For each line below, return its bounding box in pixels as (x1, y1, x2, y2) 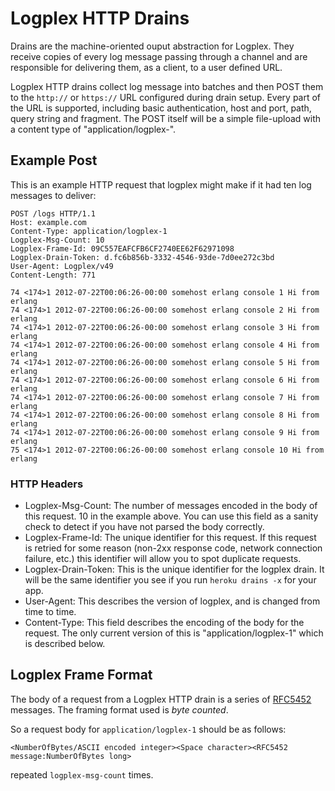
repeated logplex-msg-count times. (10, 768, 154, 781)
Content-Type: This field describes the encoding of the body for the (24, 617, 305, 629)
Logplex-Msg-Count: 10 (10, 235, 105, 245)
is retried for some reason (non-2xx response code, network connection (24, 542, 323, 554)
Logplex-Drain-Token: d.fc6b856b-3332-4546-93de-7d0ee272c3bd (10, 252, 275, 262)
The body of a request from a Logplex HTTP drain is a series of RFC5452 (10, 693, 312, 705)
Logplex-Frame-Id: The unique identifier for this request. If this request (24, 532, 317, 544)
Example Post (10, 152, 98, 169)
